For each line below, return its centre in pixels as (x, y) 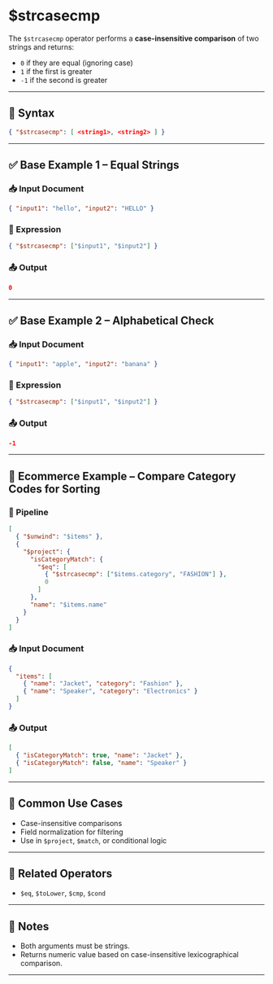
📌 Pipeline (28, 512)
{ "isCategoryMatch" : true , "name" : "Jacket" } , (100, 755)
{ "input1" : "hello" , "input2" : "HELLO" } (81, 209)
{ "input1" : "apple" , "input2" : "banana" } (83, 365)
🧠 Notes (29, 926)
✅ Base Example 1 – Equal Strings (94, 165)
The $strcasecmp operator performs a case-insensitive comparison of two (134, 38)
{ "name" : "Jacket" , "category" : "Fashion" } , (103, 684)
